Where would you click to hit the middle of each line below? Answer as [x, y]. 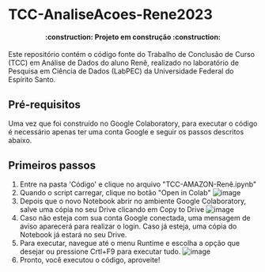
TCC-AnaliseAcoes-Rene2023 [110, 15]
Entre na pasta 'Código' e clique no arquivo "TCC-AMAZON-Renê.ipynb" [138, 184]
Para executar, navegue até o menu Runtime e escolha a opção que [129, 244]
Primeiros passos [52, 165]
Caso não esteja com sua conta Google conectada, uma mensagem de [135, 218]
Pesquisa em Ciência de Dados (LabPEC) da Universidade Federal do [121, 71]
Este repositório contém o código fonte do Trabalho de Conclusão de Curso [132, 55]
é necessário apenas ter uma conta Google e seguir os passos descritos [126, 132]
